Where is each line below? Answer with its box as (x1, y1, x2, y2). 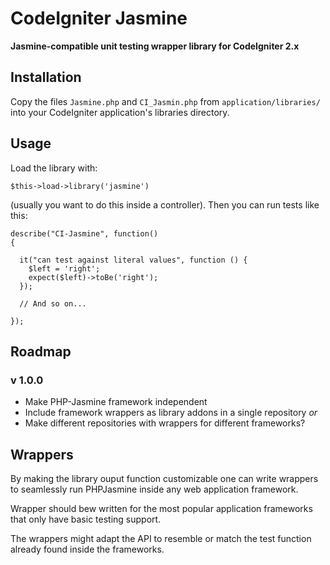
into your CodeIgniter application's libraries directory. (10, 106, 230, 118)
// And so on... (19, 298, 87, 309)
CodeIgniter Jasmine (10, 7, 188, 30)
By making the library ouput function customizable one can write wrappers (10, 473, 319, 485)
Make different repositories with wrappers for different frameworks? (24, 417, 306, 429)
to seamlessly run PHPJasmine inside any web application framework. (10, 483, 299, 496)
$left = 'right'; (28, 263, 101, 274)
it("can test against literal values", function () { (19, 255, 248, 265)
